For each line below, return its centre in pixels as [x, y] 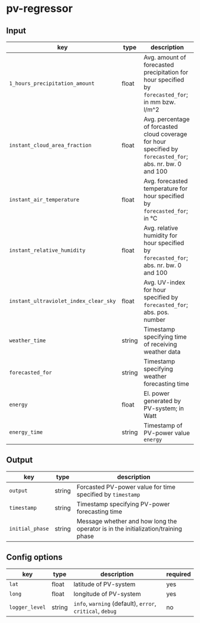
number [154, 320]
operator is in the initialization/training [129, 528]
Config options [35, 557]
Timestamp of [163, 425]
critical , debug [95, 611]
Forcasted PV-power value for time [126, 486]
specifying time [165, 337]
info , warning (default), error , [115, 603]
